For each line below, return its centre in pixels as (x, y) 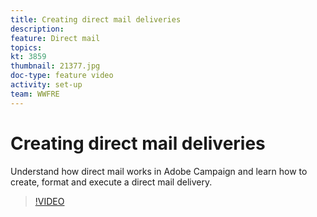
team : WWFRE (35, 94)
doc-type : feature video (62, 76)
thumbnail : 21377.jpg (55, 66)
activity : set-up (46, 85)
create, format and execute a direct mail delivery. (111, 182)
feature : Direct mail (55, 38)
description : (37, 29)
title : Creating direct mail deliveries (96, 19)
